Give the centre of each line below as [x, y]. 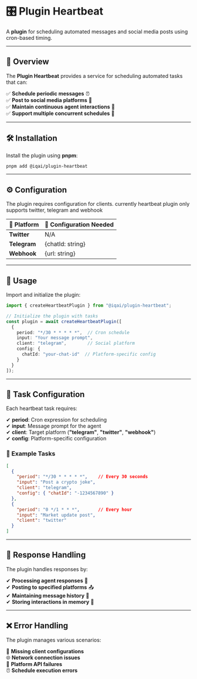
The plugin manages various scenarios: [54, 640]
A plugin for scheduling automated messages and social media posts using [97, 31]
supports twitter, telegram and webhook [55, 210]
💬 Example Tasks [31, 454]
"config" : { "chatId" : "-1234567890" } [65, 493]
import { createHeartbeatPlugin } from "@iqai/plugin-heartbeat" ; [89, 305]
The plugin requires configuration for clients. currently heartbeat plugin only [98, 204]
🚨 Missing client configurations [45, 651]
